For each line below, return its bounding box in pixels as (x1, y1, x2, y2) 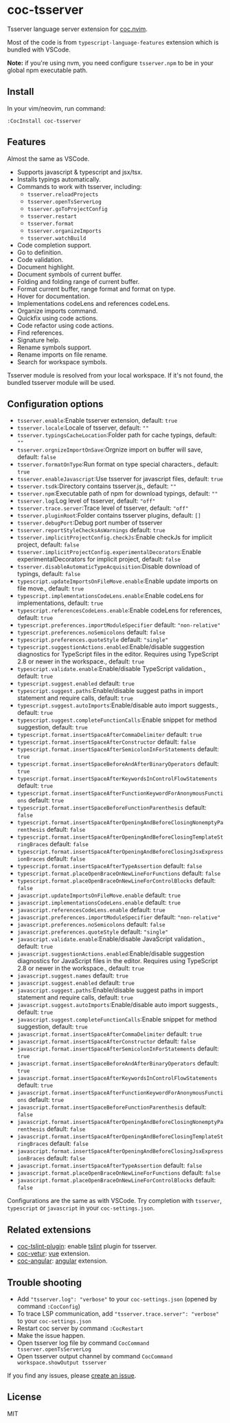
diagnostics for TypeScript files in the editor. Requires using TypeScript (16, 650, 219, 659)
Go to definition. (16, 248, 63, 256)
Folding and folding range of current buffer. (16, 277, 140, 285)
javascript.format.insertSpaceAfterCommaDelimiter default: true (16, 1030, 203, 1038)
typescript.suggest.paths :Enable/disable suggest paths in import (16, 687, 204, 695)
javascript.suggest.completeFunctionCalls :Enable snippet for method (16, 1015, 218, 1024)
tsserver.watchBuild (27, 234, 87, 242)
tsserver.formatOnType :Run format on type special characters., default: (16, 460, 219, 469)
